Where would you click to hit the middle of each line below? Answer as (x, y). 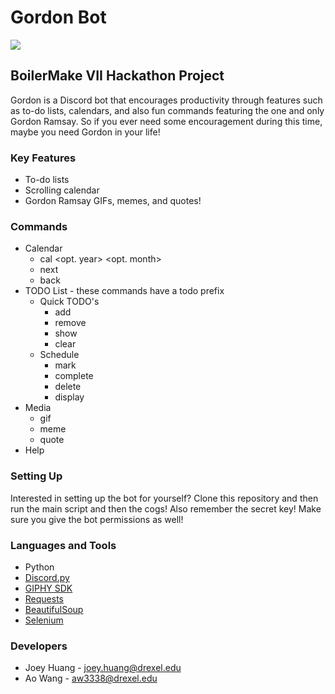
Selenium (44, 620)
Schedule (59, 355)
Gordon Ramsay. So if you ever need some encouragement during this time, (166, 121)
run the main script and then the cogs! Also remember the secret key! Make (166, 508)
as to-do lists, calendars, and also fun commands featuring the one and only (167, 110)
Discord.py (47, 577)
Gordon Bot (58, 17)
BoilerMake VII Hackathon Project (117, 76)
